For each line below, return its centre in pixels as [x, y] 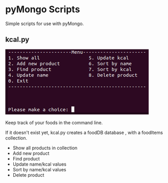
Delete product [28, 175]
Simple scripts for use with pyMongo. [45, 24]
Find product [26, 158]
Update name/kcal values [39, 164]
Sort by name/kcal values [39, 169]
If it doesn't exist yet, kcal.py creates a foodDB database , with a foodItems [84, 132]
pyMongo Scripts [43, 9]
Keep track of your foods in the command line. [54, 122]
